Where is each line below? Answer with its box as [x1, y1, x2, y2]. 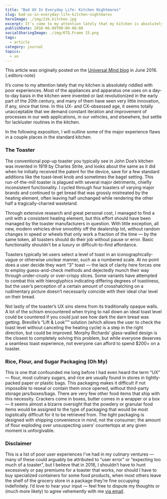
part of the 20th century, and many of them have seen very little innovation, [5, 98, 160, 104]
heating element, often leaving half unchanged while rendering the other [5, 195, 154, 201]
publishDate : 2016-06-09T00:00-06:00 [5, 26, 83, 31]
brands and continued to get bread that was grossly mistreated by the [5, 190, 148, 196]
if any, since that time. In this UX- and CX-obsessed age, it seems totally [5, 103, 153, 110]
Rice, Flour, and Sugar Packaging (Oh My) [5, 358, 108, 365]
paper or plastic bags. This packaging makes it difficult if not [21, 379, 146, 386]
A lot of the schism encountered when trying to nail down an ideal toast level [5, 308, 162, 314]
